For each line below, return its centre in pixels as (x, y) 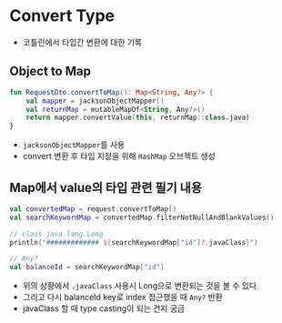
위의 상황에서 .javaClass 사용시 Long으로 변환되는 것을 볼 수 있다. (141, 286)
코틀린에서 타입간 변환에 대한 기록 (82, 42)
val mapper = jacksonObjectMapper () (96, 101)
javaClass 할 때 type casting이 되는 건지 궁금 (103, 308)
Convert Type (62, 16)
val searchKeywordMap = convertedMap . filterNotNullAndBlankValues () (142, 217)
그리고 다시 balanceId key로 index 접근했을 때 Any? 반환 (122, 298)
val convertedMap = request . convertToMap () (93, 209)
